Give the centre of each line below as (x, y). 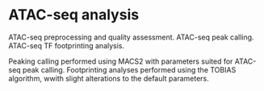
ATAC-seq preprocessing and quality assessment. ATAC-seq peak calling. (131, 37)
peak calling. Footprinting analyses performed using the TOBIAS (130, 69)
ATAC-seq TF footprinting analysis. (67, 45)
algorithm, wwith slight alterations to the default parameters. (109, 78)
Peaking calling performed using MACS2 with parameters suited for (121, 61)
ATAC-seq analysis (74, 15)
